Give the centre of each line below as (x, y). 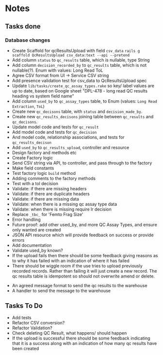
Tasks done (23, 26)
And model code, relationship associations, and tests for (68, 137)
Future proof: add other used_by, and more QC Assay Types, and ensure (85, 224)
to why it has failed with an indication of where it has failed (71, 261)
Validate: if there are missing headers (49, 188)
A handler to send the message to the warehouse (61, 291)
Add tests (22, 317)
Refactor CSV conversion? (38, 323)
